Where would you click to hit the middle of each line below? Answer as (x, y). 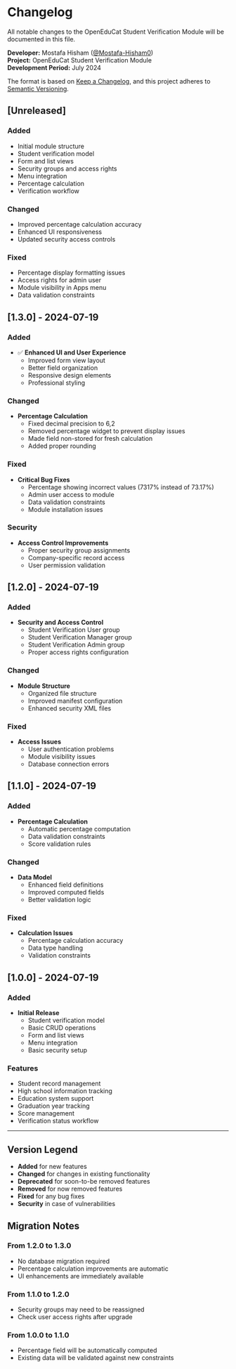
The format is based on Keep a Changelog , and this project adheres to (109, 81)
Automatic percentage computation (79, 828)
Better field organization (63, 368)
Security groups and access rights (67, 168)
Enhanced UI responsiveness (60, 232)
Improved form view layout (66, 360)
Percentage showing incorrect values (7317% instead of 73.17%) (121, 487)
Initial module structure (51, 146)
